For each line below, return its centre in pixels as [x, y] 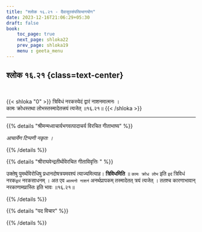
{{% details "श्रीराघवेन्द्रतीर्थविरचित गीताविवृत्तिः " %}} [60, 161]
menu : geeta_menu [40, 51]
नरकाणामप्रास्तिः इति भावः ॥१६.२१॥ [41, 187]
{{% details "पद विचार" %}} [38, 210]
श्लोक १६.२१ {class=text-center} [65, 75]
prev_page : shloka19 [43, 46]
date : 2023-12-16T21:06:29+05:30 [48, 17]
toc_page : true [36, 34]
